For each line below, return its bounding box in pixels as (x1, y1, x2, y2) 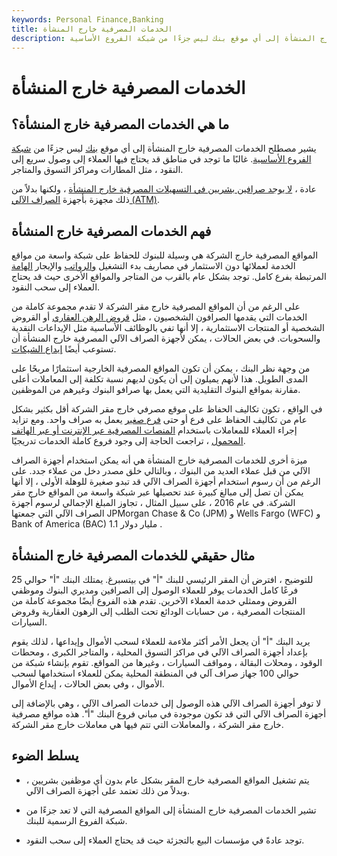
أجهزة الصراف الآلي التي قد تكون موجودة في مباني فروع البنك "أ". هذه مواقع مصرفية (11, 708, 327, 720)
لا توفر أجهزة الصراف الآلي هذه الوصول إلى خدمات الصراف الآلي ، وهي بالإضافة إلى (11, 697, 322, 709)
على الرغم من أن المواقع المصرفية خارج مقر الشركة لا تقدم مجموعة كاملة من (11, 301, 301, 313)
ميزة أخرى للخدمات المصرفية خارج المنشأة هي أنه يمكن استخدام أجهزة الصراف (11, 454, 308, 466)
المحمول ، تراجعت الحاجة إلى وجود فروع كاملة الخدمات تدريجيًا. (11, 435, 246, 447)
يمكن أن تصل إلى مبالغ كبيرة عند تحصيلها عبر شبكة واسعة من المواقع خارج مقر (11, 486, 304, 498)
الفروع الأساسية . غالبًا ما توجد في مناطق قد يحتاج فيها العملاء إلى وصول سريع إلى (11, 153, 312, 165)
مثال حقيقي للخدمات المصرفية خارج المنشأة (11, 547, 256, 564)
